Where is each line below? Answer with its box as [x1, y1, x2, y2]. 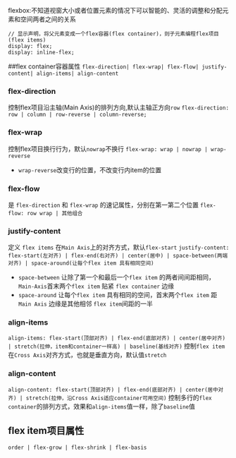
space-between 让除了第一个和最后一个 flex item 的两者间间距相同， [18, 273, 216, 282]
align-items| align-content [36, 70, 119, 77]
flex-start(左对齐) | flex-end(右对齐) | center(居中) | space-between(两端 [8, 253, 228, 260]
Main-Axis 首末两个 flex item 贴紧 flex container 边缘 [18, 282, 175, 291]
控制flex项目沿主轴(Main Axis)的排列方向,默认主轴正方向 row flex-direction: [8, 103, 230, 112]
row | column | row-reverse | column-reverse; [8, 112, 147, 119]
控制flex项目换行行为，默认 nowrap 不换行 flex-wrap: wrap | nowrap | [8, 144, 209, 153]
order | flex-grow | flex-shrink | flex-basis [8, 444, 147, 451]
